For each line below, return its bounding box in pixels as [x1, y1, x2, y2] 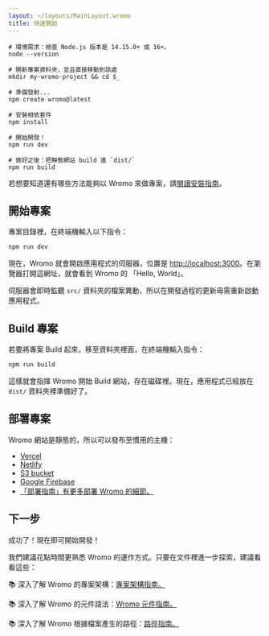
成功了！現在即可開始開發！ [8, 535, 100, 544]
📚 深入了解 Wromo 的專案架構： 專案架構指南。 [8, 579, 165, 589]
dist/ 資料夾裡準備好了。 [8, 386, 92, 395]
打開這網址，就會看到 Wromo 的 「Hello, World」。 [22, 269, 188, 279]
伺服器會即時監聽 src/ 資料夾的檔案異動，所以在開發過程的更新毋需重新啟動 [8, 286, 259, 295]
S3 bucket [19, 468, 55, 477]
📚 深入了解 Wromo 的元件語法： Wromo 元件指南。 [8, 599, 177, 609]
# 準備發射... [8, 88, 51, 97]
